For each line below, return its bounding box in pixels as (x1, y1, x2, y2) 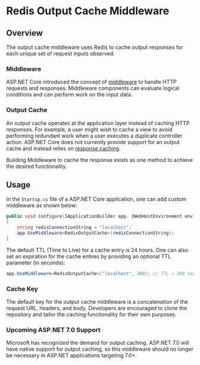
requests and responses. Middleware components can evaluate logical (6, 85, 180, 92)
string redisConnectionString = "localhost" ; (17, 224, 132, 230)
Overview (6, 28, 43, 38)
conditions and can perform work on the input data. (6, 91, 133, 98)
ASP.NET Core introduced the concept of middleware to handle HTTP (6, 79, 177, 86)
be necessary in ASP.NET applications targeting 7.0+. (6, 352, 137, 359)
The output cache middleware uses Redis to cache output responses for (6, 43, 183, 51)
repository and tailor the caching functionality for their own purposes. (6, 311, 177, 318)
